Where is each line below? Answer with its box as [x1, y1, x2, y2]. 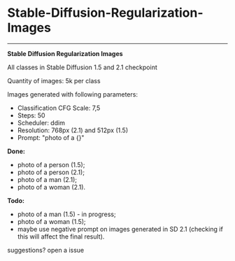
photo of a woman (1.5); [17, 217, 86, 225]
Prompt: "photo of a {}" [17, 133, 85, 141]
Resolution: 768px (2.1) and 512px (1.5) [17, 126, 128, 134]
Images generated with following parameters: [7, 90, 138, 99]
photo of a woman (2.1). [17, 183, 86, 191]
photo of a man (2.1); [17, 175, 77, 183]
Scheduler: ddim [17, 118, 65, 127]
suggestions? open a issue [7, 246, 85, 254]
